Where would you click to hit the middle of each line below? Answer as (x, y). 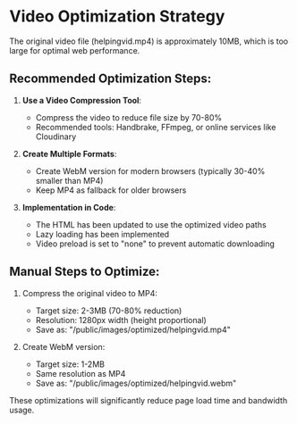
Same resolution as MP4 (81, 373)
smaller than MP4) (69, 180)
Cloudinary (56, 137)
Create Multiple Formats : (69, 154)
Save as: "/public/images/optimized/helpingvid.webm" (136, 383)
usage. (22, 410)
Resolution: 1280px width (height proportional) (121, 320)
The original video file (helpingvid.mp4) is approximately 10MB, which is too (149, 41)
